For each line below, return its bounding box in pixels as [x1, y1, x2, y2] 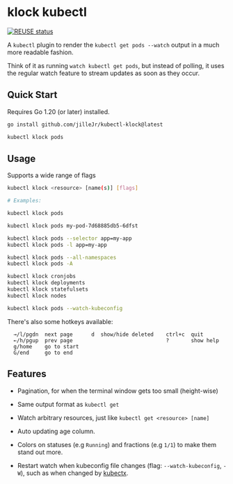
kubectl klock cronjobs [7, 273, 77, 280]
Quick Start [7, 89, 58, 101]
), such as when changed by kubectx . [20, 469, 129, 477]
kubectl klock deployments [7, 280, 86, 287]
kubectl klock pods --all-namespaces [7, 254, 117, 261]
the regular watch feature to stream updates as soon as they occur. [7, 69, 200, 77]
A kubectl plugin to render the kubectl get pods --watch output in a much [7, 40, 220, 49]
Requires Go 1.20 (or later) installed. [7, 107, 110, 115]
